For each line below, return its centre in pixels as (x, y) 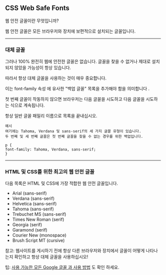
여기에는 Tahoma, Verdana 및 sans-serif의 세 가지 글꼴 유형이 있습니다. (73, 131)
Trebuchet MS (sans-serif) (39, 214)
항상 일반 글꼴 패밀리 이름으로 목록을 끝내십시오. (51, 116)
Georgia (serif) (27, 225)
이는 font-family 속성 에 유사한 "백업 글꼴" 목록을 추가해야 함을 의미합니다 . (77, 89)
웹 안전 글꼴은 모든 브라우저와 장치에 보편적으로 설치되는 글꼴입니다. (70, 31)
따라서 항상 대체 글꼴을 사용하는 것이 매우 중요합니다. (56, 78)
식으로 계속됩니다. (27, 105)
